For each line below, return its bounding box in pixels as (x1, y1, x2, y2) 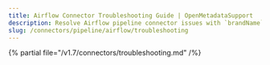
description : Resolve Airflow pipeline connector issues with (8, 19, 221, 27)
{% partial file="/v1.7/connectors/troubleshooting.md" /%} (8, 48, 202, 58)
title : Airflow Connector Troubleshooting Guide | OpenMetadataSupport (8, 11, 253, 20)
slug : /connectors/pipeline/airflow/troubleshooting (8, 26, 189, 34)
